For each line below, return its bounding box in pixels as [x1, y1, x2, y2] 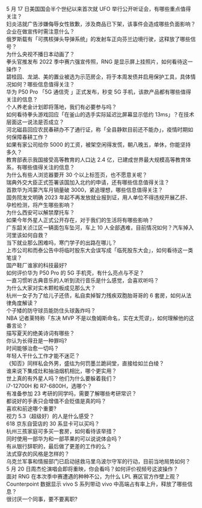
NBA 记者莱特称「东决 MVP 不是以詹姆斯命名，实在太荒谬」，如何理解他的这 [6, 314, 194, 322]
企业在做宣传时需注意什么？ [6, 28, 75, 35]
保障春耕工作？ [11, 133, 49, 141]
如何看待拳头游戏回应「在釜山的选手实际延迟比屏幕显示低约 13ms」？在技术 [6, 111, 194, 118]
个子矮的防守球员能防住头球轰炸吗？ [6, 307, 96, 314]
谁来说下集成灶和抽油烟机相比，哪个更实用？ [6, 367, 117, 374]
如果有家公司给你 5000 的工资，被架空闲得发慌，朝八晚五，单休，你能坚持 [6, 141, 191, 148]
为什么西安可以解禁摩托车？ [6, 209, 75, 216]
